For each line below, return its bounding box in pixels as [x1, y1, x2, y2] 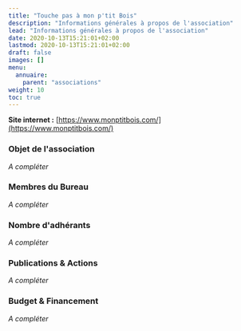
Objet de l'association [8, 144, 95, 155]
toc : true [8, 93, 41, 101]
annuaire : [15, 71, 48, 79]
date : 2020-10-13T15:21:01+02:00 [8, 33, 120, 42]
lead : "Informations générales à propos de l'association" [8, 26, 209, 34]
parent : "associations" [22, 78, 102, 86]
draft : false [8, 49, 52, 57]
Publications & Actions [8, 258, 98, 269]
